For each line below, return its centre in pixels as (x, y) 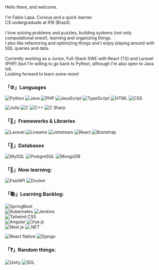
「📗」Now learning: (29, 170)
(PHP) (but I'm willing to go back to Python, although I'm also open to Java (79, 64)
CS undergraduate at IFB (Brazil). (38, 22)
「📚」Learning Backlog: (35, 194)
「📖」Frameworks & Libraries (40, 121)
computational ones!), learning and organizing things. (58, 38)
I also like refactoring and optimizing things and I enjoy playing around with (80, 43)
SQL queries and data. (27, 48)
